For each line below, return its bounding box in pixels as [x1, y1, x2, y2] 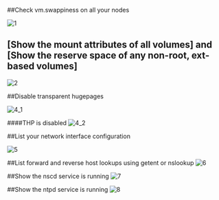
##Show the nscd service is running [7, 172, 110, 180]
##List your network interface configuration [7, 132, 130, 140]
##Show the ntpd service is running [7, 185, 108, 193]
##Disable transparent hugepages [7, 92, 104, 100]
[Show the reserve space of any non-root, [7, 49, 190, 61]
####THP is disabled [7, 118, 67, 126]
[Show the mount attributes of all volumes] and [7, 39, 213, 51]
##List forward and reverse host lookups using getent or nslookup [7, 158, 194, 167]
